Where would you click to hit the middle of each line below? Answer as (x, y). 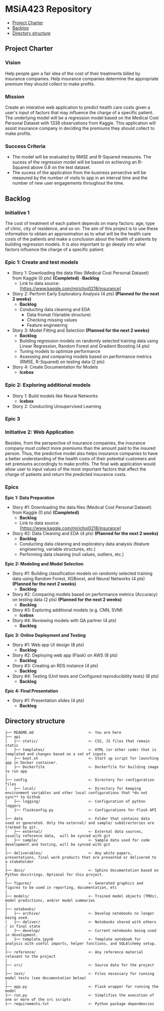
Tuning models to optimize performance (60, 351)
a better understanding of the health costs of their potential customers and (80, 458)
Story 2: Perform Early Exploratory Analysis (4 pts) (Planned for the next (86, 294)
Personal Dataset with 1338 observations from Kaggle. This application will (80, 123)
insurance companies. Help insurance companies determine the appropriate (82, 79)
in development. (22, 935)
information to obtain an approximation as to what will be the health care (78, 234)
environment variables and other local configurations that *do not (76, 793)
